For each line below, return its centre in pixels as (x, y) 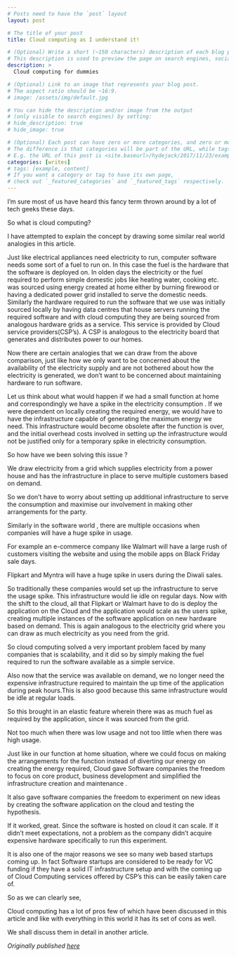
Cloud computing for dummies (56, 72)
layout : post (26, 20)
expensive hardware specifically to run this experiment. (87, 840)
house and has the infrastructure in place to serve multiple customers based (118, 476)
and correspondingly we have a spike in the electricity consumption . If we (115, 404)
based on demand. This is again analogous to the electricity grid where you (117, 626)
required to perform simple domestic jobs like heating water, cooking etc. (113, 279)
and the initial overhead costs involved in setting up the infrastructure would (117, 434)
